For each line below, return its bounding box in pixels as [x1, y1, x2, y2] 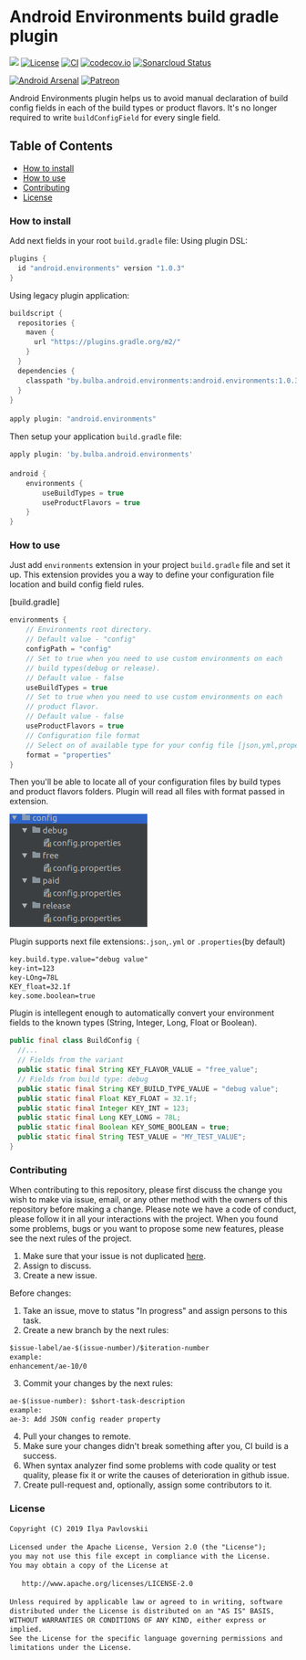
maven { [25, 328, 55, 337]
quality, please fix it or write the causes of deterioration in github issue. [22, 1470, 290, 1481]
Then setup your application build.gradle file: [9, 431, 182, 442]
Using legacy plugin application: [9, 289, 130, 300]
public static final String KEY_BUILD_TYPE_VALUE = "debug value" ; [17, 1084, 280, 1093]
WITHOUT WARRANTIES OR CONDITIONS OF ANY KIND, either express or [9, 1615, 267, 1624]
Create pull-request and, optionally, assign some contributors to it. [22, 1479, 272, 1490]
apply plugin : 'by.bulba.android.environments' [9, 450, 194, 459]
